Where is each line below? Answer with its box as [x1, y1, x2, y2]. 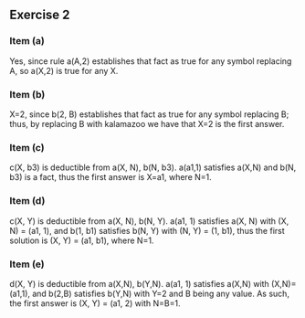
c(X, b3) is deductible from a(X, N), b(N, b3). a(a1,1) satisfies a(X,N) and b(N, [9, 162, 297, 173]
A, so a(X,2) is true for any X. [9, 65, 119, 76]
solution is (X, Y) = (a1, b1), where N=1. [9, 235, 154, 246]
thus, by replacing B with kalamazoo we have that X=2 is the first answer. [9, 118, 285, 129]
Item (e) [9, 258, 45, 270]
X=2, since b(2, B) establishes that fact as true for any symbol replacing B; [9, 109, 289, 120]
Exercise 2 [9, 7, 70, 23]
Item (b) [9, 88, 46, 101]
